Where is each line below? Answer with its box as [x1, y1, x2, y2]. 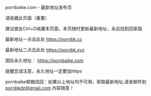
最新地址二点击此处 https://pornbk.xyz [5, 47, 85, 52]
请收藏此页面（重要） [5, 15, 49, 21]
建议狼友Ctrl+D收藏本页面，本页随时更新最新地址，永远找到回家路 [5, 25, 142, 31]
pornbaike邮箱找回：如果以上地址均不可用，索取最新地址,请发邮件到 [5, 79, 147, 84]
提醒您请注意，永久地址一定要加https [5, 68, 82, 74]
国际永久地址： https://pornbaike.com [5, 57, 84, 63]
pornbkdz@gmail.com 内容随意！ [5, 85, 74, 91]
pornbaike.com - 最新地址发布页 [5, 4, 72, 10]
